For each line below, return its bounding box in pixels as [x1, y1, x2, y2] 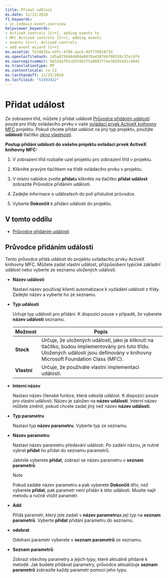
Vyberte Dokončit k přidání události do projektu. [12, 200, 112, 206]
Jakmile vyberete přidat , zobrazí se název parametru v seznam [12, 457, 144, 463]
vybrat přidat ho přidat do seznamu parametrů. [12, 448, 110, 454]
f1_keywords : [5, 17, 32, 22]
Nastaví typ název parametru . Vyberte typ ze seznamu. [12, 422, 128, 429]
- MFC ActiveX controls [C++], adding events [5, 36, 101, 41]
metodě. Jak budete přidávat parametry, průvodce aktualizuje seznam [12, 561, 158, 567]
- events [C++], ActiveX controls [5, 40, 77, 45]
